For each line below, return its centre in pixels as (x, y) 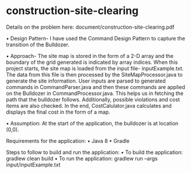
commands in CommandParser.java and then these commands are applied (95, 87)
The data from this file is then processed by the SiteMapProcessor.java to (94, 74)
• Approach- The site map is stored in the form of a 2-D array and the (90, 56)
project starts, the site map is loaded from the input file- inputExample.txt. (95, 68)
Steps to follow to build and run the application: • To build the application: (95, 152)
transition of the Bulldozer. (38, 45)
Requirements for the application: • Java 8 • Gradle (68, 141)
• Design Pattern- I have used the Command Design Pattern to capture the (96, 38)
